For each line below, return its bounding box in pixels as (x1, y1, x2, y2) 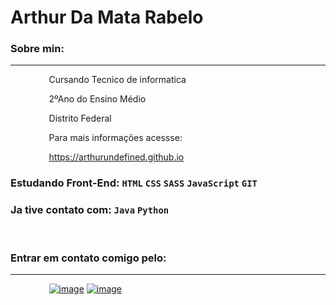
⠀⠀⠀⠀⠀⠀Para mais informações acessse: (10, 132, 183, 144)
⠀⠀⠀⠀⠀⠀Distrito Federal (10, 112, 112, 125)
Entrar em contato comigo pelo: (10, 251, 167, 265)
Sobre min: (10, 42, 65, 56)
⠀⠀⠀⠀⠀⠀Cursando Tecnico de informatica (10, 74, 187, 86)
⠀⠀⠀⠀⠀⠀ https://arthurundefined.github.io (10, 151, 185, 163)
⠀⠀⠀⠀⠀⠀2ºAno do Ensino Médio (10, 93, 147, 105)
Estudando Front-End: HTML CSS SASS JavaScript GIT (10, 176, 258, 190)
